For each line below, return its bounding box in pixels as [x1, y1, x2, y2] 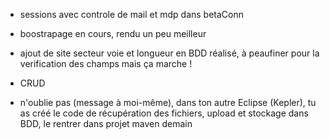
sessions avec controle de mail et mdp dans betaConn [19, 9, 245, 20]
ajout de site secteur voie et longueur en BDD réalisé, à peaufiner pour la [19, 47, 320, 59]
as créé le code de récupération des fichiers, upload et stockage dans [19, 107, 309, 119]
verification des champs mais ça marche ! [19, 58, 193, 69]
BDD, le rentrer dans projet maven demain [19, 118, 193, 129]
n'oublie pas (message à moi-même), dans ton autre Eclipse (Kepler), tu [19, 97, 317, 108]
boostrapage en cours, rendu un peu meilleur [19, 28, 207, 39]
